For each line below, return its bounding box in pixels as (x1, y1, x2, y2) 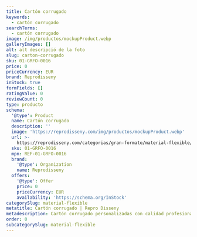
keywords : (6, 14, 30, 20)
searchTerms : (6, 25, 38, 31)
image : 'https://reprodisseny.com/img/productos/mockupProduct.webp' (11, 129, 185, 135)
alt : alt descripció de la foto (6, 47, 85, 53)
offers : (11, 173, 30, 179)
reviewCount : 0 (6, 96, 43, 102)
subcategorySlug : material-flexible (6, 222, 96, 228)
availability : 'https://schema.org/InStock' (16, 195, 127, 201)
